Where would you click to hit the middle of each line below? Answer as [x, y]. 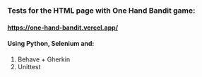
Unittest [29, 66]
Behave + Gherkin [44, 59]
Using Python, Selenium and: [51, 44]
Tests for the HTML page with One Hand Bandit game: [101, 11]
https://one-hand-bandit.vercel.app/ [63, 28]
